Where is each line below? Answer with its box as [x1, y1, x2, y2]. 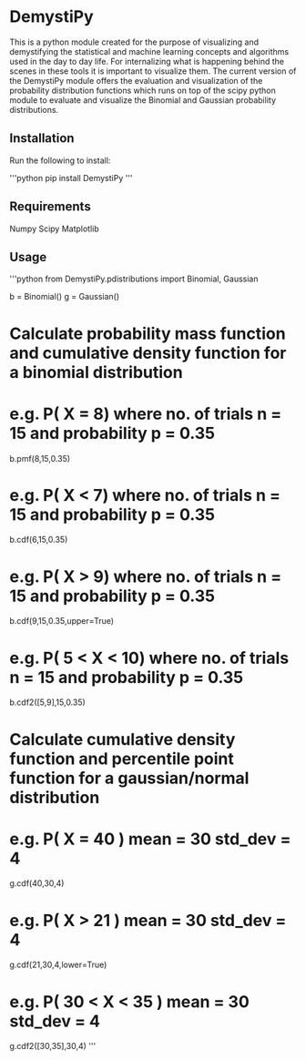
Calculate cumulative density [9, 729, 236, 749]
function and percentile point [9, 749, 234, 769]
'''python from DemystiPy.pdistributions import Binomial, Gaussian [9, 273, 259, 284]
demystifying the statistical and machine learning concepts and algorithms [9, 46, 290, 56]
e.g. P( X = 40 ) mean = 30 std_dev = [9, 829, 291, 849]
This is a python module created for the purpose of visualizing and [9, 36, 260, 47]
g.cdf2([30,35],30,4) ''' [9, 1041, 97, 1052]
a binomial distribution [9, 362, 184, 382]
